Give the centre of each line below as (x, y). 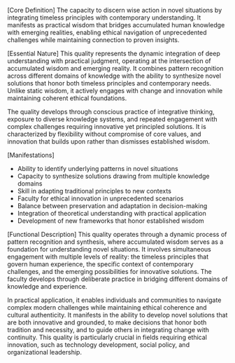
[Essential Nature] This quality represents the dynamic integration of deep (114, 53)
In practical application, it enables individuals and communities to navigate (114, 300)
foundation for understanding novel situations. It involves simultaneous (109, 249)
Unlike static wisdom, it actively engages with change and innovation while (115, 91)
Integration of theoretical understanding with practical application (112, 213)
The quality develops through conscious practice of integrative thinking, (111, 112)
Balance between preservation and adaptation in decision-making (112, 206)
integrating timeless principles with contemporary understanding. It (104, 18)
